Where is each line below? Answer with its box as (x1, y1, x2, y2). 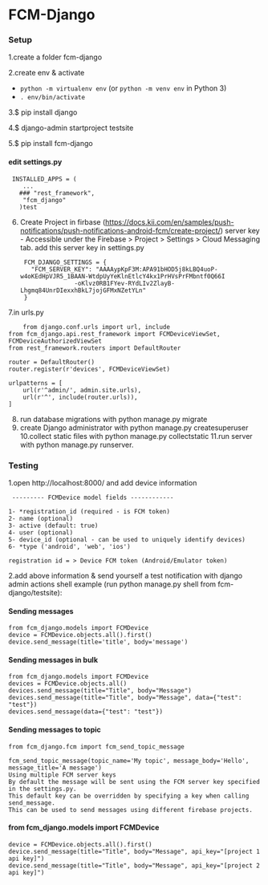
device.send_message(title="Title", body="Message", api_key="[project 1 (8, 847, 261, 855)
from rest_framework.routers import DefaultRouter (8, 343, 181, 352)
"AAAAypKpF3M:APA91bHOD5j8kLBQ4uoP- (95, 265, 218, 274)
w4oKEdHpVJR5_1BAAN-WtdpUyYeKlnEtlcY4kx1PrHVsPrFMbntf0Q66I (19, 272, 225, 280)
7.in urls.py (8, 307, 44, 317)
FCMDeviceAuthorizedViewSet (8, 337, 103, 345)
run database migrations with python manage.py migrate (19, 414, 208, 424)
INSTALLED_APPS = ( (11, 175, 78, 183)
